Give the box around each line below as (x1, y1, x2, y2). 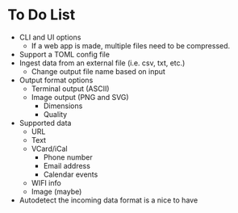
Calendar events (43, 169, 98, 179)
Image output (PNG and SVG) (31, 92, 130, 102)
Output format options (19, 75, 94, 85)
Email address (43, 161, 90, 170)
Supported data (19, 118, 72, 127)
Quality (43, 109, 68, 119)
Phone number (43, 152, 94, 162)
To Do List (7, 6, 76, 24)
